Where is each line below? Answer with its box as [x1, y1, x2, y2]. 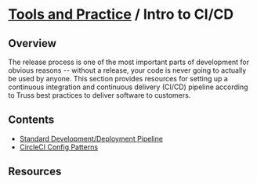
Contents [8, 113, 55, 127]
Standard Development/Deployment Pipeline [19, 134, 163, 143]
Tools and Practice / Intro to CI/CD [8, 5, 233, 23]
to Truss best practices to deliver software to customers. [8, 91, 191, 99]
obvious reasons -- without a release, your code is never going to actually [8, 66, 247, 75]
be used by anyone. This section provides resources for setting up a [8, 74, 229, 83]
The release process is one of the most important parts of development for [8, 57, 250, 66]
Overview [8, 37, 57, 50]
